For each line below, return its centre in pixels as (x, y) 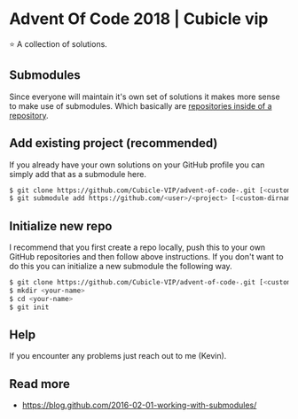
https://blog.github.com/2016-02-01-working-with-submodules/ (139, 405)
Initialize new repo (61, 226)
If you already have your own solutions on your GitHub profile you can (137, 165)
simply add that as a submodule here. (78, 174)
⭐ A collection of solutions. (59, 43)
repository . (29, 115)
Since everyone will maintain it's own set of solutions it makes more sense (145, 97)
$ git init (29, 307)
